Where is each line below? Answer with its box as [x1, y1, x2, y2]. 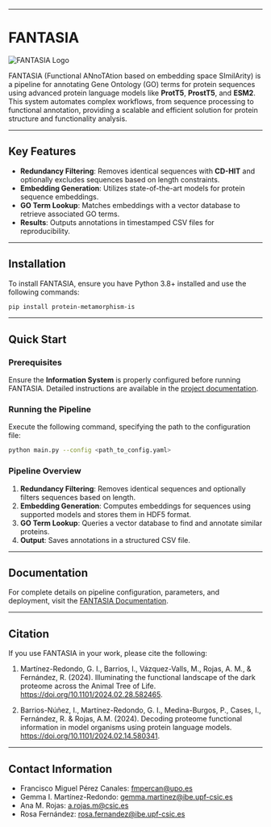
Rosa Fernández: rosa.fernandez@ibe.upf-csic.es [19, 809, 186, 819]
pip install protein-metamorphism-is [8, 303, 135, 311]
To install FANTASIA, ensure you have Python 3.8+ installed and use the [8, 278, 247, 288]
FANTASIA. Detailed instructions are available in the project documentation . [8, 384, 259, 394]
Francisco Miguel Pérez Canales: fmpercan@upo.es [19, 783, 194, 793]
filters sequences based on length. [19, 492, 136, 502]
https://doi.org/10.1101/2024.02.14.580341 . [19, 731, 160, 741]
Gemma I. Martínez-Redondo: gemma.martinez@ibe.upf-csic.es [19, 792, 233, 802]
